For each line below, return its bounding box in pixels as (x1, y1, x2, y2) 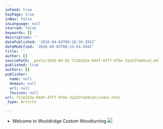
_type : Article (5, 100, 37, 105)
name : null (9, 76, 32, 81)
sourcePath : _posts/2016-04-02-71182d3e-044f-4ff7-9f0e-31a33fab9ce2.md (5, 58, 159, 63)
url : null (9, 85, 30, 91)
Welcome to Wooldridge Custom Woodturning (12, 118, 107, 124)
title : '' (5, 49, 26, 54)
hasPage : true (5, 12, 35, 17)
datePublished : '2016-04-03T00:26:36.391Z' (5, 40, 97, 45)
